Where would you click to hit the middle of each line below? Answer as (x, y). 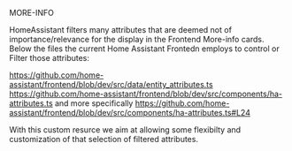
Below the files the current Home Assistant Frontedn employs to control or (145, 49)
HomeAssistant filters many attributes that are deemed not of (121, 30)
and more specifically (94, 103)
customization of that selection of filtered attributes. (104, 139)
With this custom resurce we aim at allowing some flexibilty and (125, 130)
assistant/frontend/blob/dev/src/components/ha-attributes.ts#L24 (130, 113)
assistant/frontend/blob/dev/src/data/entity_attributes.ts (111, 84)
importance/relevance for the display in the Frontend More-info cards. (137, 39)
